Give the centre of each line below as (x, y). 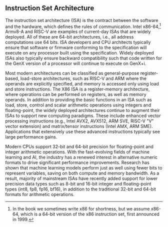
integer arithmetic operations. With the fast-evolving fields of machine (77, 152)
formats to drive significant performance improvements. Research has (77, 162)
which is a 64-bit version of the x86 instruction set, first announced (90, 214)
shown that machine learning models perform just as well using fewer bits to (84, 168)
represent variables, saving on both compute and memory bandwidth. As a (82, 173)
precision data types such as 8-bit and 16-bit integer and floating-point (78, 184)
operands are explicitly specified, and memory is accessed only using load (82, 84)
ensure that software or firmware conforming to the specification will (76, 47)
